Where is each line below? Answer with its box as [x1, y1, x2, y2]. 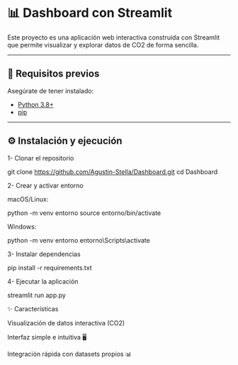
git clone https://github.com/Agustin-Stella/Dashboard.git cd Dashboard [7, 167, 218, 176]
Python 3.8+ [17, 100, 55, 109]
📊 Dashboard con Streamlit [7, 5, 172, 21]
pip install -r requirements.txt [7, 263, 92, 272]
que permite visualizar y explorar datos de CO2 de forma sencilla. [7, 40, 199, 49]
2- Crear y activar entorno [7, 181, 84, 190]
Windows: [7, 222, 37, 231]
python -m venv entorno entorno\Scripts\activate [7, 236, 150, 244]
